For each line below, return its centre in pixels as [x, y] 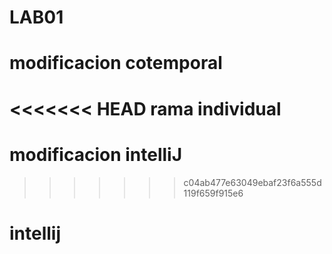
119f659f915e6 [213, 193]
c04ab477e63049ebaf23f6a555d [252, 182]
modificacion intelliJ [96, 154]
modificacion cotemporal [116, 63]
